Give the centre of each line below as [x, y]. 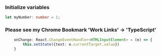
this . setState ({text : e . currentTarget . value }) [71, 45]
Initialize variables [27, 7]
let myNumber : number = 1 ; [33, 18]
